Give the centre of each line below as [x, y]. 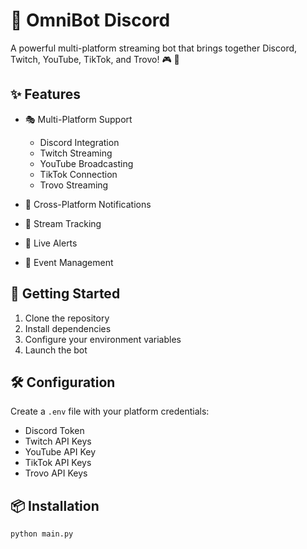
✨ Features [45, 94]
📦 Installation [55, 505]
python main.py [42, 534]
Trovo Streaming [74, 185]
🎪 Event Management [69, 262]
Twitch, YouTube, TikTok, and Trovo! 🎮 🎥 [95, 59]
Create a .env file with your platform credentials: [110, 411]
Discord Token [54, 431]
